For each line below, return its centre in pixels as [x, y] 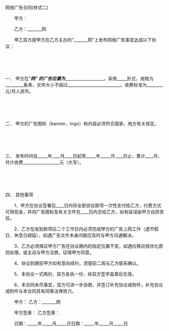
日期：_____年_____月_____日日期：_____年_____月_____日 [71, 323]
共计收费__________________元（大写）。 [45, 162]
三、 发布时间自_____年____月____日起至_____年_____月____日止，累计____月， [84, 156]
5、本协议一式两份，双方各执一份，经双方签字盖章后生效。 [75, 274]
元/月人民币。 [19, 91]
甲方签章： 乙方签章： [37, 313]
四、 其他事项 [19, 195]
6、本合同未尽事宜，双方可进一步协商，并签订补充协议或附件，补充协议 [89, 285]
